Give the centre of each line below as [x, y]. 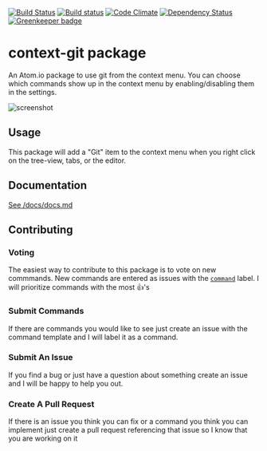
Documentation [48, 186]
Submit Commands [46, 311]
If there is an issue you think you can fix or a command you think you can [128, 421]
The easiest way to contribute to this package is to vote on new [112, 270]
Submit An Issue [41, 358]
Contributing [41, 229]
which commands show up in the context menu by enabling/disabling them [132, 83]
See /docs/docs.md [41, 204]
